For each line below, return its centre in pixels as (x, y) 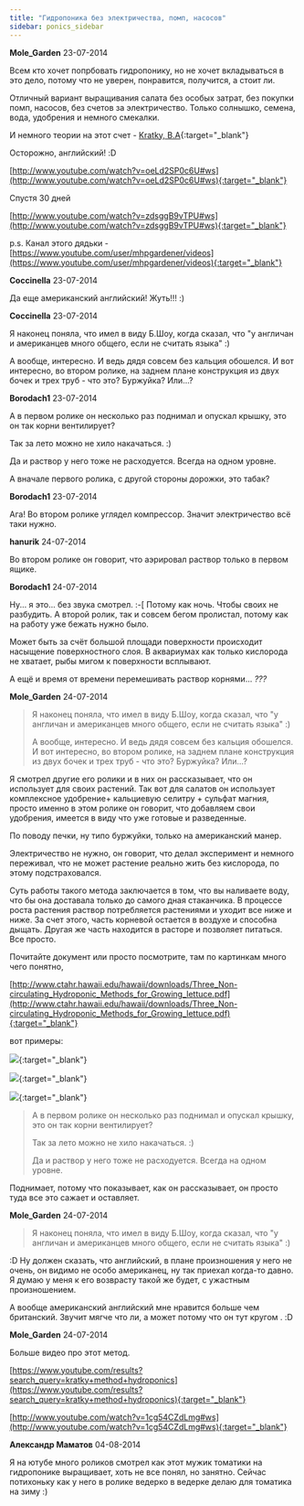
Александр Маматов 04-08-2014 (75, 1444)
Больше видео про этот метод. (70, 1352)
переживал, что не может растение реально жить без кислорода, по (145, 863)
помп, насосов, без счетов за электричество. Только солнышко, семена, (152, 107)
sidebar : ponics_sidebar (57, 27)
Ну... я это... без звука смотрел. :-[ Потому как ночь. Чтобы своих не (144, 604)
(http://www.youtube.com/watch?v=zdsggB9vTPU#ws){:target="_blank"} (148, 225)
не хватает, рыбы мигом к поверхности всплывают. (110, 661)
